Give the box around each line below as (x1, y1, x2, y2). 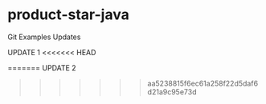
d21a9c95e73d (147, 86, 197, 97)
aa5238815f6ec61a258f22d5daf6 (147, 78, 259, 88)
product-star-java (7, 6, 129, 24)
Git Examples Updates (7, 32, 81, 42)
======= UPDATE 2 (7, 62, 77, 73)
